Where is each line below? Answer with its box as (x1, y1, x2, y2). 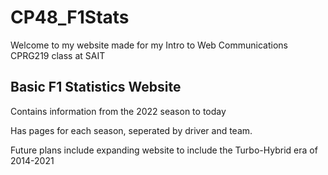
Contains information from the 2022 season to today (10, 105, 227, 117)
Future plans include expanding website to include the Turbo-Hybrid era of (10, 144, 318, 156)
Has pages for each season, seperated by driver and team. (10, 124, 253, 136)
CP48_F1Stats (10, 6, 130, 29)
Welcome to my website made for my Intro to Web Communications (10, 39, 288, 51)
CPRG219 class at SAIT (10, 49, 106, 61)
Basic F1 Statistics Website (10, 79, 182, 96)
